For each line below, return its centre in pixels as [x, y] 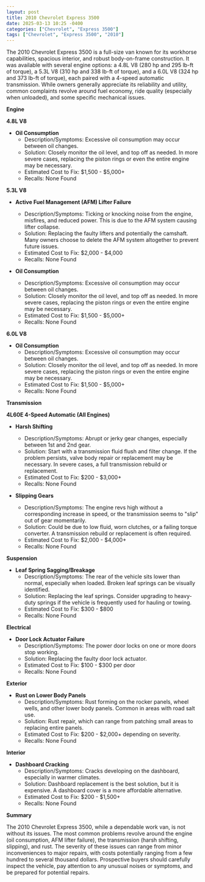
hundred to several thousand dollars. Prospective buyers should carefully [99, 859]
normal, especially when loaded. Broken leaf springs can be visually [110, 583]
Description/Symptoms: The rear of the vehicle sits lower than [102, 577]
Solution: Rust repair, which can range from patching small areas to [109, 721]
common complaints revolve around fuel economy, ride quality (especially [99, 91]
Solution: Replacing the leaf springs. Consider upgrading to [99, 596]
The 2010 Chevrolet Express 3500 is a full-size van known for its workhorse [102, 52]
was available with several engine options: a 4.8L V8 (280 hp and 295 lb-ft [100, 65]
